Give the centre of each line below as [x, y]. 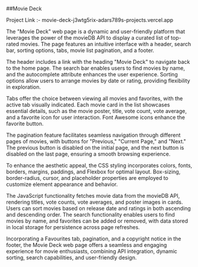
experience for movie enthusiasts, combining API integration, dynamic [92, 251]
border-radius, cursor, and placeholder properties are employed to [87, 178]
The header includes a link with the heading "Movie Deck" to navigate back [98, 62]
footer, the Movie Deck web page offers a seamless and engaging [87, 245]
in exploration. [24, 87]
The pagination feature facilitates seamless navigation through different [93, 135]
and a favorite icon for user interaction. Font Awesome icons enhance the [96, 117]
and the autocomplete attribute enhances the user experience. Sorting [92, 74]
